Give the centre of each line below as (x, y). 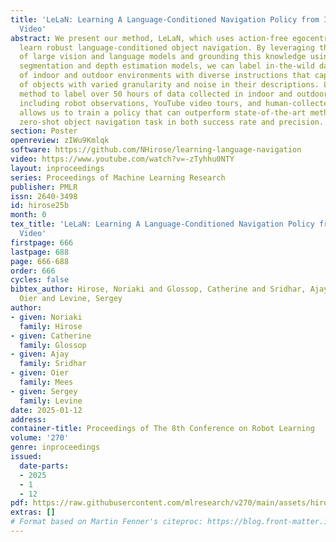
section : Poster (44, 131)
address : (28, 419)
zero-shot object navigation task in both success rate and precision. (172, 122)
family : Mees (46, 382)
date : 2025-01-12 (46, 410)
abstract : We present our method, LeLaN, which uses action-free (149, 38)
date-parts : (44, 466)
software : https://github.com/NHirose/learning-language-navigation (156, 150)
